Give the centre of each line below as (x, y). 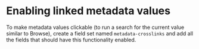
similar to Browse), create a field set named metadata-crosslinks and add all (100, 33)
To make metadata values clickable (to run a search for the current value (95, 27)
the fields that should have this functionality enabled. (71, 40)
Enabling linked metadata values (88, 11)
